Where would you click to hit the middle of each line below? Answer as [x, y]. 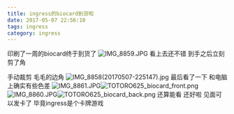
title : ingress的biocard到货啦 [51, 14]
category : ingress [34, 33]
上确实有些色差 [29, 86]
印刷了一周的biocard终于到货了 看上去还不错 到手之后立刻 [116, 54]
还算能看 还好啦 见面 [187, 95]
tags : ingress [28, 26]
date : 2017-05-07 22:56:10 [46, 20]
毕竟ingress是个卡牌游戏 [68, 103]
